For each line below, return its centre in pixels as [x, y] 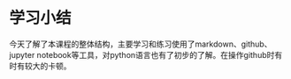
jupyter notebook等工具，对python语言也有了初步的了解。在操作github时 [142, 54]
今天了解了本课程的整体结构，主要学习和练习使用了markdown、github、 [141, 44]
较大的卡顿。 [48, 66]
